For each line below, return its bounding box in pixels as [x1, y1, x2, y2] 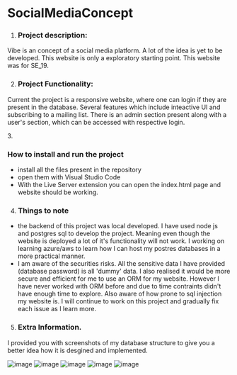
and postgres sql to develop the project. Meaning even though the [17, 229, 211, 238]
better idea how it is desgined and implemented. [7, 346, 149, 354]
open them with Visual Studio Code [17, 173, 121, 181]
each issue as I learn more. [17, 305, 97, 313]
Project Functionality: [17, 79, 94, 89]
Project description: [17, 30, 88, 40]
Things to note [17, 206, 69, 216]
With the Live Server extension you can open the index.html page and [17, 181, 221, 189]
